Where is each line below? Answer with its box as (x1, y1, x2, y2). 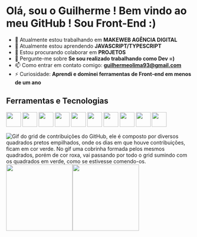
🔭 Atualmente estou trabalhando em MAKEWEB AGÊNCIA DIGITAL (14, 36, 178, 43)
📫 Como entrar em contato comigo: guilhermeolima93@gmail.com (14, 61, 182, 68)
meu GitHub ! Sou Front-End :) (6, 17, 156, 30)
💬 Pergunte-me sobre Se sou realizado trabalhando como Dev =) (14, 55, 175, 62)
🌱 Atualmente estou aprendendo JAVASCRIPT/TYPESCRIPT (14, 42, 162, 50)
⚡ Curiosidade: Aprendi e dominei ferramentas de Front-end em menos (14, 70, 192, 77)
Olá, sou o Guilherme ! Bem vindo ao (6, 4, 187, 18)
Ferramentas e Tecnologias (6, 96, 109, 106)
